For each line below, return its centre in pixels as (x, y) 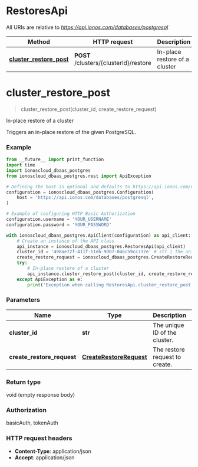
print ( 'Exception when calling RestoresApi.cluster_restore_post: (110, 285)
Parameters (23, 300)
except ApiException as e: (50, 279)
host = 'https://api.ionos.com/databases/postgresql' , (85, 198)
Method (39, 41)
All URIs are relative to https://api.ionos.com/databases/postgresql (87, 27)
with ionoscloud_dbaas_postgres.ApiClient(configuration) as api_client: (99, 235)
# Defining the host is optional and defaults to (68, 187)
